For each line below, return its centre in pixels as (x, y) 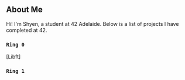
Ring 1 (16, 71)
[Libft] (13, 57)
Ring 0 (16, 44)
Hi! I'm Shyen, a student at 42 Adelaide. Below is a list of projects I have (92, 24)
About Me (24, 10)
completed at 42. (27, 30)
